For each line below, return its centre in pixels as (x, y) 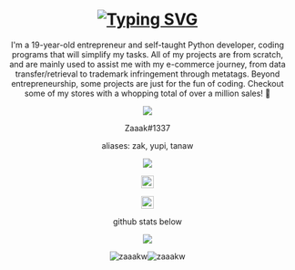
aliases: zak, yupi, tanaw (147, 145)
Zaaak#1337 (147, 128)
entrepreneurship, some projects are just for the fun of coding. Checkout (147, 83)
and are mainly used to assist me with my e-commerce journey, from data (147, 64)
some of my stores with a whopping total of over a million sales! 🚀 (147, 93)
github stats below (147, 221)
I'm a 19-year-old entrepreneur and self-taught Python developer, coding (147, 45)
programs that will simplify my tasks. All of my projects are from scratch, (147, 54)
